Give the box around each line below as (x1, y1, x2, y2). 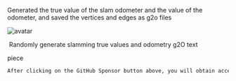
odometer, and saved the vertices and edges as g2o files (7, 13, 172, 22)
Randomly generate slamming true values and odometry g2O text (8, 40, 198, 48)
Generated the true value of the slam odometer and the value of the (7, 6, 203, 14)
